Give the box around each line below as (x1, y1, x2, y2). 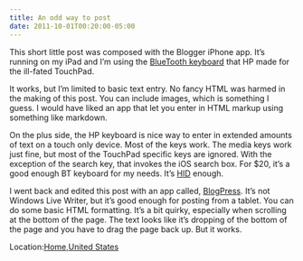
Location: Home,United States (9, 241, 119, 252)
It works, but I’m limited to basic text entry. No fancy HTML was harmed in (9, 83, 286, 94)
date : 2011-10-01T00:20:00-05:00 (9, 22, 136, 31)
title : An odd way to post (9, 13, 111, 23)
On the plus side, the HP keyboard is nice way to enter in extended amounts (9, 129, 292, 140)
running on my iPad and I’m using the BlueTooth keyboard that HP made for (9, 56, 290, 67)
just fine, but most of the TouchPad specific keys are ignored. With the (9, 148, 273, 159)
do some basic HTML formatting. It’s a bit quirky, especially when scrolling (9, 204, 287, 215)
